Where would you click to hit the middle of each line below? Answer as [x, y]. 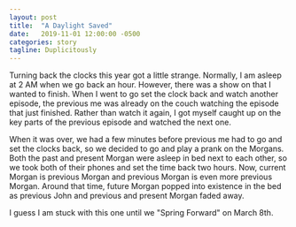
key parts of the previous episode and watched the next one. [121, 122]
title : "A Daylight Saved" [61, 26]
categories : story [43, 42]
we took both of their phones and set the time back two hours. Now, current [148, 168]
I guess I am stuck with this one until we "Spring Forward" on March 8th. [141, 213]
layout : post [33, 17]
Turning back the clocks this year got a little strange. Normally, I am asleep [145, 75]
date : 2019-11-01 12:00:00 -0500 [75, 34]
